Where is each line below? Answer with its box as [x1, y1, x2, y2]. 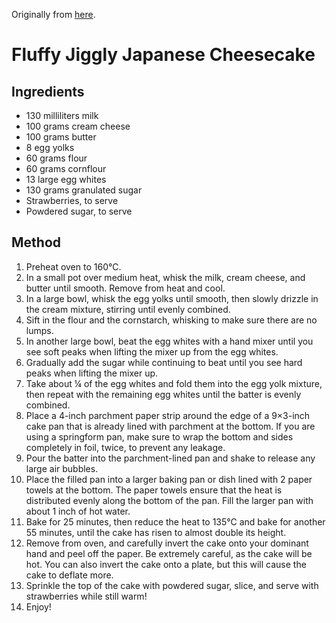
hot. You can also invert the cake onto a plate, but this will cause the [25, 558, 307, 570]
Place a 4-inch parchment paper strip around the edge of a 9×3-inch [25, 409, 311, 421]
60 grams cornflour [25, 163, 107, 174]
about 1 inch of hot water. [25, 505, 131, 517]
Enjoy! [25, 600, 52, 613]
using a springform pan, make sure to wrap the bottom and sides [25, 430, 294, 443]
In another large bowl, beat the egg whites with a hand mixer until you [25, 335, 314, 347]
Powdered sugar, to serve [25, 205, 133, 217]
